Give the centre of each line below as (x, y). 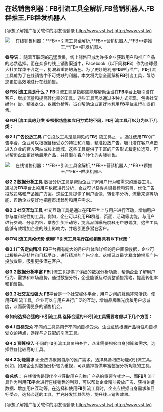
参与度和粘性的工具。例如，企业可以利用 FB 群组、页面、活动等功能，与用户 (80, 216)
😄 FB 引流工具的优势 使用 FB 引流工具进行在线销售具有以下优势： (68, 239)
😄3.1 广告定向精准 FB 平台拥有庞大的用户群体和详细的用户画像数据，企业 (78, 249)
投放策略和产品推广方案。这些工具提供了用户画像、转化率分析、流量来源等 (79, 194)
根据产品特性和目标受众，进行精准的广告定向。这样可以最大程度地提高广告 (83, 255)
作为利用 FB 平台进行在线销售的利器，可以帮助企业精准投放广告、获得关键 (82, 382)
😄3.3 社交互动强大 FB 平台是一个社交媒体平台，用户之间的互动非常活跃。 (78, 294)
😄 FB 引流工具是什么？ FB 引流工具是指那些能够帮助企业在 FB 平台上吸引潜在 (80, 92)
